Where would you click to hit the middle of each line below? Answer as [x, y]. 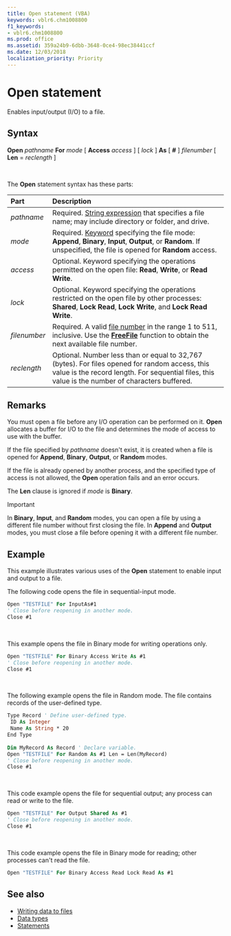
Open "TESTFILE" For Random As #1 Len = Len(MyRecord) [87, 754]
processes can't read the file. [49, 860]
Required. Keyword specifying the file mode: [123, 232]
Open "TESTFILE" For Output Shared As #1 [67, 814]
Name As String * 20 [40, 728]
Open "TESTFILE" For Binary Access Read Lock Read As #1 [90, 873]
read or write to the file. [40, 801]
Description [71, 201]
